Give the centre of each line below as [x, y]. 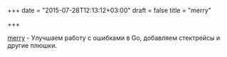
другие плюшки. [32, 45]
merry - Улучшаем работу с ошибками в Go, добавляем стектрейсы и [114, 38]
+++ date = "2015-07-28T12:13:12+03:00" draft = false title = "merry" [110, 10]
